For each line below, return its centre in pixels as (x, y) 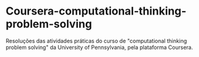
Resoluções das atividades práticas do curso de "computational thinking (96, 41)
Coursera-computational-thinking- (96, 11)
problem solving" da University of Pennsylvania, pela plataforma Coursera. (99, 47)
